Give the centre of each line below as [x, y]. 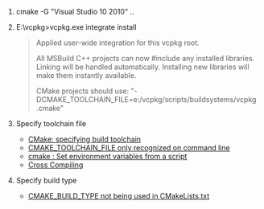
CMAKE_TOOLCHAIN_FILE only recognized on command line [129, 148]
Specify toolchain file [51, 123]
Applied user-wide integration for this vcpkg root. [118, 43]
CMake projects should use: [82, 91]
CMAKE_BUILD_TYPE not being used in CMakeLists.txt [119, 196]
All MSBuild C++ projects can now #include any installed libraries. [145, 58]
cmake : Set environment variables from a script [107, 156]
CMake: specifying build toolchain [85, 139]
